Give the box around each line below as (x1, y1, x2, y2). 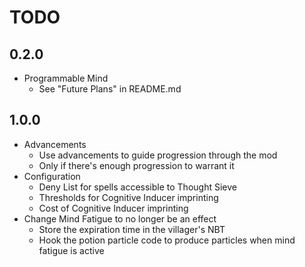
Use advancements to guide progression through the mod (38, 149, 278, 161)
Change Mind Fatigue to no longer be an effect (23, 212, 217, 225)
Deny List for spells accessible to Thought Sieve (38, 181, 237, 193)
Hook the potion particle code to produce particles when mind (38, 234, 296, 246)
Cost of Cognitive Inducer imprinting (38, 202, 189, 214)
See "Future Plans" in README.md (38, 83, 182, 95)
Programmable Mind (23, 72, 109, 84)
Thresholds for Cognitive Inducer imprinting (38, 191, 219, 203)
